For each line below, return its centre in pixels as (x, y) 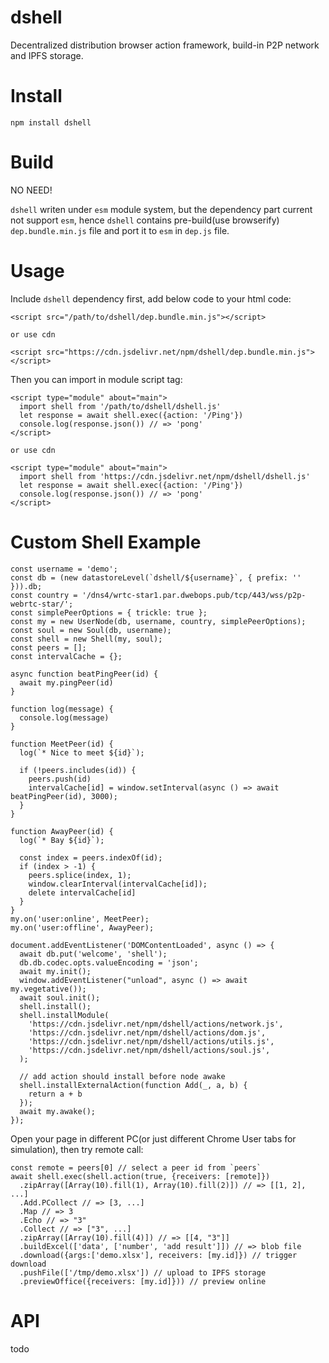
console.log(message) (64, 717)
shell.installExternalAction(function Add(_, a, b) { (133, 1085)
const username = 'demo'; (64, 569)
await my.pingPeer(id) (66, 682)
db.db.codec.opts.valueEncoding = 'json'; (109, 962)
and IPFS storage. (47, 55)
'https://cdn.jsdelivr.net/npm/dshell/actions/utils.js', (151, 1041)
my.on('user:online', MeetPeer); (80, 919)
